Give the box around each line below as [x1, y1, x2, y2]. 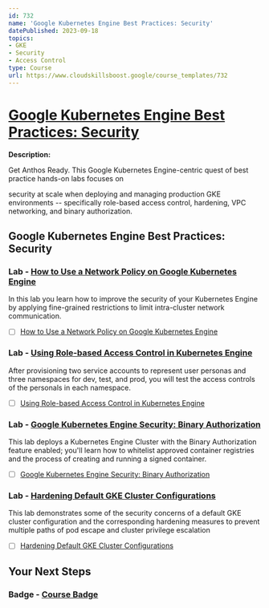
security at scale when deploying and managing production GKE [8, 189, 221, 199]
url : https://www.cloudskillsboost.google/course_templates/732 [8, 71, 228, 79]
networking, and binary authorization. [8, 206, 132, 216]
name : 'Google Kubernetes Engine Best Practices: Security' [8, 19, 214, 27]
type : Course [8, 64, 52, 72]
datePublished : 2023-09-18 [8, 26, 99, 34]
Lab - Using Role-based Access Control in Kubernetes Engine [8, 347, 253, 359]
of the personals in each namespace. [8, 383, 131, 392]
